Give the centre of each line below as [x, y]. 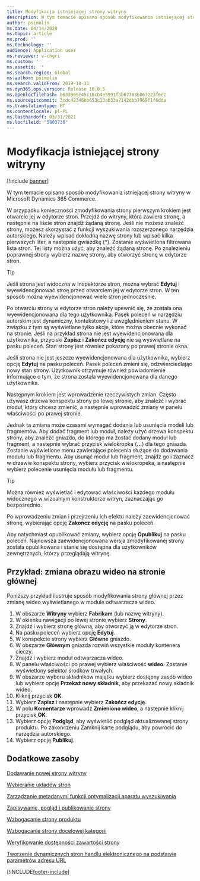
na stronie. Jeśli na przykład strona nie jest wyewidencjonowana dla [90, 333]
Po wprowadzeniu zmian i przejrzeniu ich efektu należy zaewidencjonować [99, 517]
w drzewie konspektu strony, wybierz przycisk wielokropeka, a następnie [96, 463]
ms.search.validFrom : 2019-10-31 [48, 84]
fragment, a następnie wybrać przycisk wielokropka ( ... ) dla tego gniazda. [97, 444]
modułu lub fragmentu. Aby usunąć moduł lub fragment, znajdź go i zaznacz [100, 457]
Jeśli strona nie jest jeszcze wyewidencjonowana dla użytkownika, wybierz [99, 358]
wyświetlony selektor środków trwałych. [64, 670]
